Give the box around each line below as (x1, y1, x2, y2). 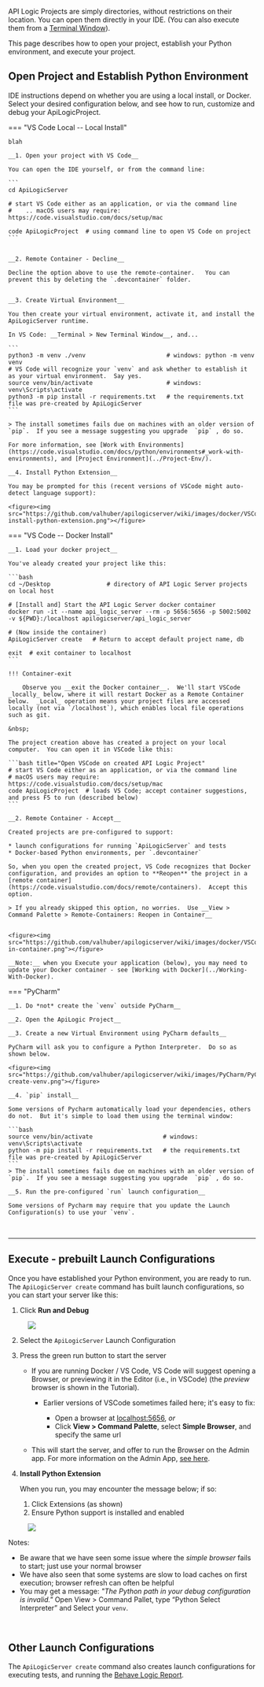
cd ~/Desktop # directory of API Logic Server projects (8, 580, 247, 588)
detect (8, 489, 30, 497)
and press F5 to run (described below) (8, 794, 139, 801)
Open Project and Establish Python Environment (8, 70, 249, 83)
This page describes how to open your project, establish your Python (8, 39, 232, 48)
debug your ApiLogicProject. (8, 107, 101, 117)
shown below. (8, 1050, 51, 1058)
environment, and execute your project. (8, 47, 136, 56)
